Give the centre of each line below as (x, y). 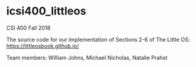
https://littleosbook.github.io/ (43, 46)
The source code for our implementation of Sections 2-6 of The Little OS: (98, 39)
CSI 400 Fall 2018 (28, 28)
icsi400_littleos (46, 11)
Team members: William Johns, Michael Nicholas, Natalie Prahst (87, 57)
